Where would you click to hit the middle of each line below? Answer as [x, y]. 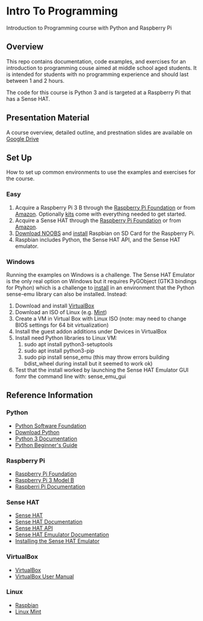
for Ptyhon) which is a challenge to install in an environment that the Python [100, 288]
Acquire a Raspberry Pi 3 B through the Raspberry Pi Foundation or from [105, 207]
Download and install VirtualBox [55, 306]
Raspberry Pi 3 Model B [44, 480]
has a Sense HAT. [28, 98]
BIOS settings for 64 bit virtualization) [62, 325]
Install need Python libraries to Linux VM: [66, 338]
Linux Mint [28, 611]
